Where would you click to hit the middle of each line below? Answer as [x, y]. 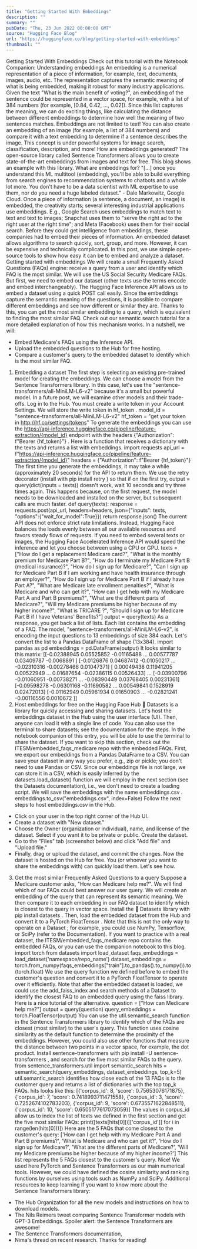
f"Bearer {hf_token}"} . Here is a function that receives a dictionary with [101, 441]
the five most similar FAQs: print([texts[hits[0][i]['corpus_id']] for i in [97, 1122]
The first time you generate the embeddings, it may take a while [92, 466]
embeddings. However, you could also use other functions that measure [102, 1040]
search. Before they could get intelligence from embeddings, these [87, 230]
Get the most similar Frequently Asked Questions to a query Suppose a [101, 877]
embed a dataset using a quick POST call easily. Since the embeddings [92, 293]
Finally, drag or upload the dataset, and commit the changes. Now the [99, 853]
